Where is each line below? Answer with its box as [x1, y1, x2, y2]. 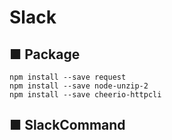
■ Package [9, 46, 81, 63]
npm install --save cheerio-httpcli [9, 90, 162, 100]
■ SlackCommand [9, 117, 126, 134]
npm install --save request [9, 72, 127, 82]
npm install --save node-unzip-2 [9, 81, 149, 91]
